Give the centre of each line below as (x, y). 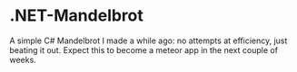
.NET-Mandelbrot (76, 16)
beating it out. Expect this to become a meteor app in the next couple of (144, 49)
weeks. (23, 59)
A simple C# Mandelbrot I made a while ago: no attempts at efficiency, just (148, 40)
